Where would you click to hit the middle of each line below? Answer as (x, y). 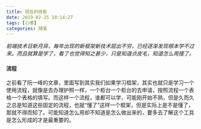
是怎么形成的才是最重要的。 (40, 120)
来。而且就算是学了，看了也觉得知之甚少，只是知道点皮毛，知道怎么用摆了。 (100, 54)
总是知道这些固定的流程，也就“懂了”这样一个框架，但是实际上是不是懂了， (102, 105)
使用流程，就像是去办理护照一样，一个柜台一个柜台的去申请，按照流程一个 (98, 90)
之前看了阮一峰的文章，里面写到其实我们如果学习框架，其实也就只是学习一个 (100, 83)
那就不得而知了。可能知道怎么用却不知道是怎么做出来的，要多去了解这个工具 (100, 113)
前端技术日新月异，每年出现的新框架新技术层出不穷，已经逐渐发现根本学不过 (100, 46)
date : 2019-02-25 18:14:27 (40, 17)
